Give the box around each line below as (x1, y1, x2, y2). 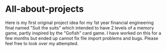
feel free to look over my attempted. (5, 40, 79, 46)
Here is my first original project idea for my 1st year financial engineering (5, 20, 154, 25)
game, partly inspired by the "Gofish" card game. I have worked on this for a (5, 30, 162, 36)
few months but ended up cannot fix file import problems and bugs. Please (5, 35, 159, 41)
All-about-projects (5, 3, 84, 15)
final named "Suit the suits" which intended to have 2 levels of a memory (5, 25, 154, 30)
